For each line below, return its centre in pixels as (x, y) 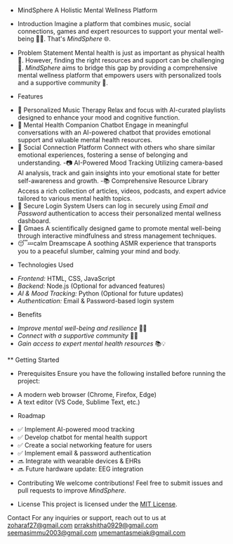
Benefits (29, 315)
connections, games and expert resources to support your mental (112, 31)
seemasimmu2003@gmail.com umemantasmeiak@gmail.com (96, 533)
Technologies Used (45, 265)
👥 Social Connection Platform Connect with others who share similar (116, 147)
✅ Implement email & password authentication (84, 453)
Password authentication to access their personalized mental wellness (119, 213)
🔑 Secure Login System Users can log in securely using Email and (113, 206)
